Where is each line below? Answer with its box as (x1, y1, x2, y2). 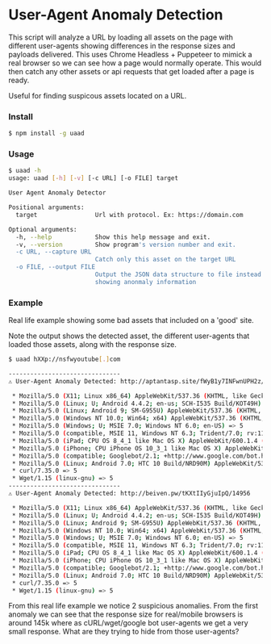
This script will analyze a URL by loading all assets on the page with (8, 32, 234, 42)
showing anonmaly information (94, 278, 197, 286)
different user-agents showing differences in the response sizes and (8, 40, 236, 50)
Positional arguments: (8, 203, 85, 211)
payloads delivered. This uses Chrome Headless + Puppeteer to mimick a (8, 49, 252, 59)
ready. (8, 75, 30, 85)
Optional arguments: (8, 225, 78, 233)
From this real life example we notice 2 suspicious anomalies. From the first (8, 601, 259, 611)
